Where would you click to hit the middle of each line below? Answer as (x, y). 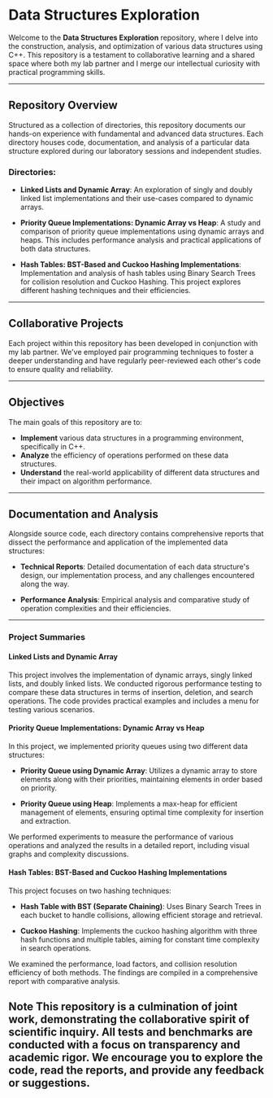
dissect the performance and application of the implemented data (118, 542)
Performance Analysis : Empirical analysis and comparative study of (135, 600)
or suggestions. (50, 1083)
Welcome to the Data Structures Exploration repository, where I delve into (133, 37)
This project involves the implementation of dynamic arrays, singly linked (130, 675)
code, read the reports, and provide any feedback (136, 1071)
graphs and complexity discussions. (69, 854)
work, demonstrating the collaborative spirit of (129, 1019)
